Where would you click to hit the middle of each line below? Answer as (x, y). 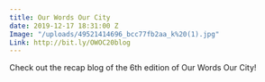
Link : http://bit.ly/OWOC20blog (70, 42)
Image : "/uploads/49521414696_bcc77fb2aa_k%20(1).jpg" (114, 34)
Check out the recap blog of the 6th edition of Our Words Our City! (133, 68)
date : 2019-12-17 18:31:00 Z (64, 26)
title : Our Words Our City (60, 17)
